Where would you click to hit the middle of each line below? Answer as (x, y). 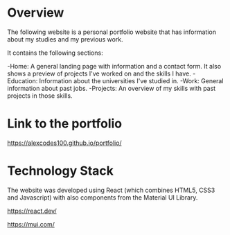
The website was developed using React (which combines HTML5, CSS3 (111, 190)
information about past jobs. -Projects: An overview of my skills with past (112, 88)
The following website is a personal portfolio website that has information (112, 32)
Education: (23, 80)
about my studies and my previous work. (65, 39)
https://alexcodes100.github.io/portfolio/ (65, 143)
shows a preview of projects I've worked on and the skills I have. (99, 73)
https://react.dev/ (32, 211)
